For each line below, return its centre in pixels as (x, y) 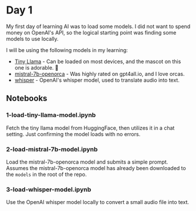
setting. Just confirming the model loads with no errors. (73, 134)
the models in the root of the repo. (46, 174)
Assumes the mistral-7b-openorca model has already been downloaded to (96, 168)
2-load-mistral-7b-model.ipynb (52, 149)
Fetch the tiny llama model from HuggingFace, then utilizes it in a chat (90, 128)
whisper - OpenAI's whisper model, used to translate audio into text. (97, 80)
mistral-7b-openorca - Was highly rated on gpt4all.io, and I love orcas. (99, 74)
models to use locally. (32, 39)
